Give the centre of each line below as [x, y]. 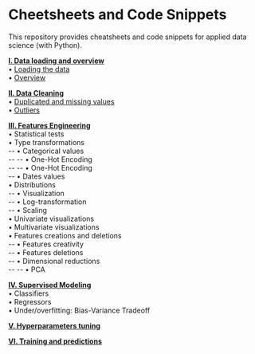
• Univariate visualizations [51, 218]
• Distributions [32, 184]
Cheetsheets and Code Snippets [118, 15]
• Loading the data [39, 69]
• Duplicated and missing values [61, 101]
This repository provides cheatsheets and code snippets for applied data [127, 37]
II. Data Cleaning [36, 92]
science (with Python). [45, 45]
